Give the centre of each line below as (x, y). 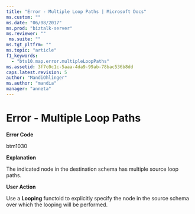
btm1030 (17, 146)
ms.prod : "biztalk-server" (39, 28)
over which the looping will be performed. (57, 205)
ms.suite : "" (25, 39)
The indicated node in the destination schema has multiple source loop (92, 169)
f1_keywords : (22, 56)
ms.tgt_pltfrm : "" (29, 45)
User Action (21, 187)
